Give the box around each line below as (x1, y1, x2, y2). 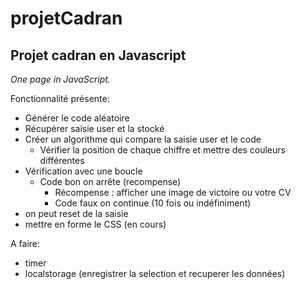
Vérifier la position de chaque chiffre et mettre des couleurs (39, 144, 286, 156)
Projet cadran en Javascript (10, 47, 187, 64)
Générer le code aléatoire (24, 112, 130, 124)
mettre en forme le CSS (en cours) (24, 218, 167, 230)
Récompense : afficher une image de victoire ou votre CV (54, 187, 292, 198)
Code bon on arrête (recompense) (39, 176, 182, 187)
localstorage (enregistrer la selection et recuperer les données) (24, 268, 286, 279)
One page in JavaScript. (10, 73, 111, 85)
